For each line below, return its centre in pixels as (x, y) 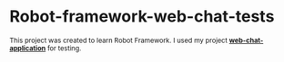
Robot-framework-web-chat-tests (142, 17)
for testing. (64, 48)
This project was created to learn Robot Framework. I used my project (118, 40)
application (28, 48)
